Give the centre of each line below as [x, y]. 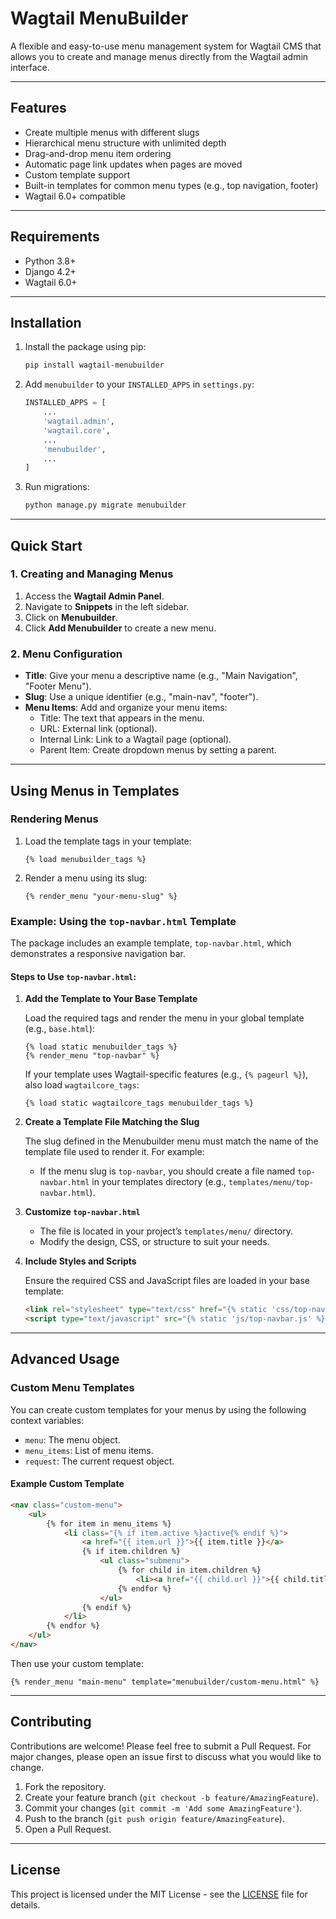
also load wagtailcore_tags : [82, 1085]
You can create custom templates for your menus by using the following [158, 1409]
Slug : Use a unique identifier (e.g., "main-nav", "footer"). [141, 697]
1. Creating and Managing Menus [92, 574]
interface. [30, 67]
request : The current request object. [99, 1461]
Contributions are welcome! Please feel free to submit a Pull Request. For [161, 1746]
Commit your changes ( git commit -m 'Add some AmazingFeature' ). [163, 1808]
